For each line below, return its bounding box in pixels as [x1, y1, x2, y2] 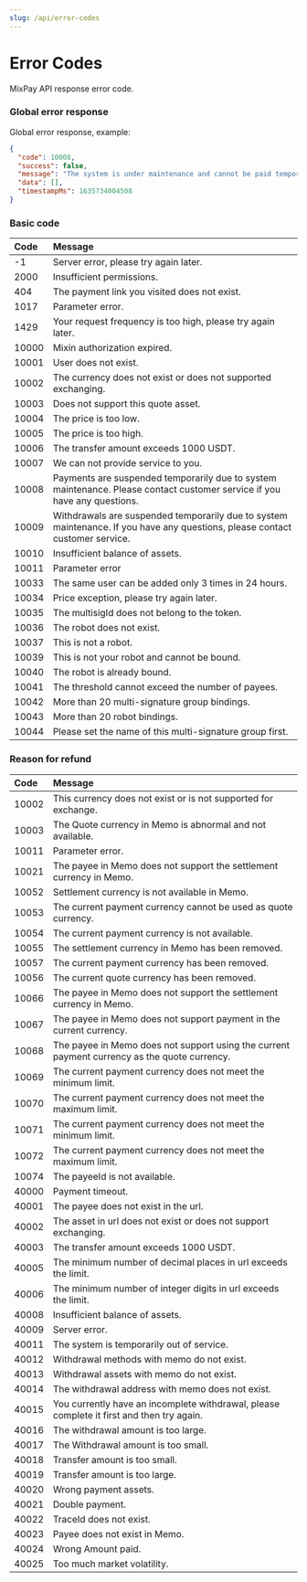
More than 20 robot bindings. [52, 710, 178, 723]
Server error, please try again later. [52, 256, 203, 269]
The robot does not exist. [52, 621, 161, 634]
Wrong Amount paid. [52, 1542, 142, 1555]
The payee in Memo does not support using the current [52, 1038, 291, 1051]
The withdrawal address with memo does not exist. [52, 1382, 271, 1395]
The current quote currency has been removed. [52, 971, 257, 983]
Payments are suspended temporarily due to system [52, 472, 277, 484]
